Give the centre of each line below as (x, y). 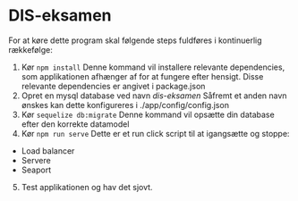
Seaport (36, 170)
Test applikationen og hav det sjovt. (87, 187)
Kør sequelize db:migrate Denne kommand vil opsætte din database (148, 114)
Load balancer (48, 151)
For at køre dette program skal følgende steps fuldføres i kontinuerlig (135, 40)
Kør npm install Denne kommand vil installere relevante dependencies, (153, 67)
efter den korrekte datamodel (75, 124)
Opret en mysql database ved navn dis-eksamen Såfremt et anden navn (154, 96)
